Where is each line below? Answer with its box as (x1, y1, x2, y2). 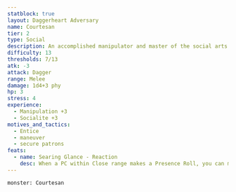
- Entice (13, 128, 39, 135)
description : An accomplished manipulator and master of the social (7, 43, 212, 50)
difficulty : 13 (7, 50, 52, 57)
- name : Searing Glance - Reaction (13, 153, 118, 161)
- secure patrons (13, 141, 65, 148)
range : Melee (7, 75, 46, 83)
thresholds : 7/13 (7, 56, 58, 63)
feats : (7, 147, 27, 154)
